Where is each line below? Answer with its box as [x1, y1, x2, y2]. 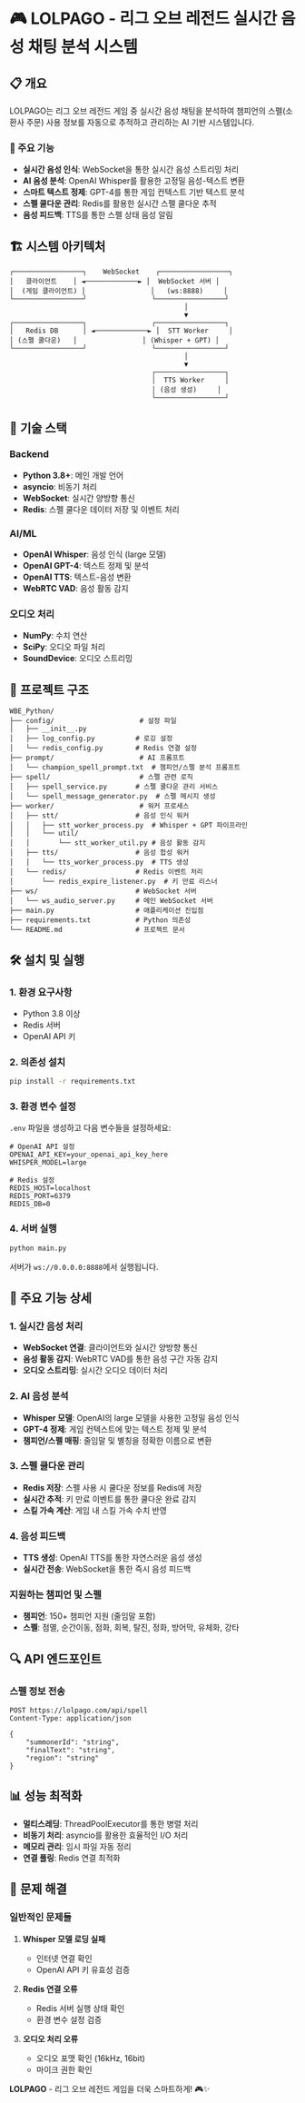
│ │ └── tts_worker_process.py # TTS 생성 [9, 858, 189, 868]
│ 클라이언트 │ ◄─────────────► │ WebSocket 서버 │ [9, 277, 221, 286]
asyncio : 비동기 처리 [22, 481, 97, 491]
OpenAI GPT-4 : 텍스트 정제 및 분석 [22, 560, 150, 571]
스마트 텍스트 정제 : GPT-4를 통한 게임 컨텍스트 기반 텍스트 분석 [22, 187, 245, 198]
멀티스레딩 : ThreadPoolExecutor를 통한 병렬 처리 [22, 1818, 199, 1829]
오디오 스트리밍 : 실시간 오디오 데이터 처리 [22, 1364, 168, 1376]
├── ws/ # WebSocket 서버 [9, 887, 197, 896]
